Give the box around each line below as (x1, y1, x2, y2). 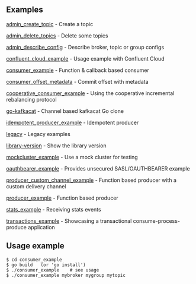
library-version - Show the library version (6, 142, 107, 149)
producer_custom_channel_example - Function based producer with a (6, 176, 176, 184)
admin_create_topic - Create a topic (6, 20, 94, 27)
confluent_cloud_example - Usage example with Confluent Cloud (6, 55, 165, 62)
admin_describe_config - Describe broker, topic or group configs (6, 43, 165, 51)
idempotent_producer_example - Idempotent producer (6, 119, 139, 126)
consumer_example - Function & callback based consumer (6, 67, 149, 74)
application (27, 223, 55, 231)
